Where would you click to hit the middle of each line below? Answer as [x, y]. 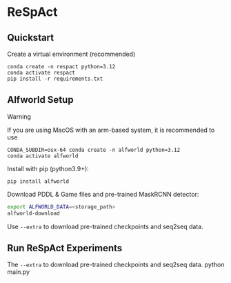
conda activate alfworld [43, 156]
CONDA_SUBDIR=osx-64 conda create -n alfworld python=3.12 [94, 150]
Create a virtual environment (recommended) [71, 54]
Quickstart [31, 38]
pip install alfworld [38, 181]
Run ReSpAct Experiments [65, 248]
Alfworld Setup [40, 100]
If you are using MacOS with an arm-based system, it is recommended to [111, 130]
